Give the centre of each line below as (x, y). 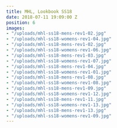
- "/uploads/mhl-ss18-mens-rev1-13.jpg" (56, 110)
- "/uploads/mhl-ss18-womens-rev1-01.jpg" (59, 72)
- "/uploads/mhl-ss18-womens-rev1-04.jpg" (59, 39)
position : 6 (21, 22)
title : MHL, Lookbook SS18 (39, 12)
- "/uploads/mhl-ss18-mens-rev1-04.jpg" (56, 66)
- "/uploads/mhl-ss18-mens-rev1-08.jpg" (56, 77)
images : (16, 28)
